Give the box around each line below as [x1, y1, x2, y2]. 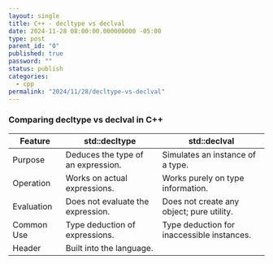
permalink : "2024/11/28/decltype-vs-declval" [8, 87, 165, 96]
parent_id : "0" [8, 42, 60, 50]
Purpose [12, 154, 45, 165]
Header [12, 242, 41, 253]
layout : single [8, 11, 60, 20]
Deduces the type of [65, 149, 144, 160]
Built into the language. [65, 242, 154, 253]
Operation [12, 177, 51, 188]
